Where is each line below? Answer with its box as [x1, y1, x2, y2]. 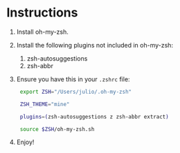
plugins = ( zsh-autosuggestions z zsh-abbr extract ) [19, 113, 169, 120]
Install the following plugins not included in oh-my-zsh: [16, 41, 174, 49]
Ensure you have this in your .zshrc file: [16, 74, 130, 83]
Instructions [6, 5, 78, 21]
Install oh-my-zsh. [16, 28, 69, 36]
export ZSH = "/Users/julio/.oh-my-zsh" [19, 88, 132, 95]
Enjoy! [16, 138, 35, 146]
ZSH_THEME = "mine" [19, 101, 70, 108]
